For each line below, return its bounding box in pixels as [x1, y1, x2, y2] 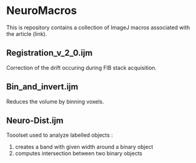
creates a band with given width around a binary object [15, 144, 154, 151]
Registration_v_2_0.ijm [6, 48, 93, 58]
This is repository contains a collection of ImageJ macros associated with [6, 24, 190, 31]
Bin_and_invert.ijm [6, 81, 79, 92]
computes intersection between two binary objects [15, 150, 143, 157]
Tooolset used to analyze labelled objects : [6, 131, 113, 139]
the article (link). [6, 30, 47, 37]
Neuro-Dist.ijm [6, 115, 64, 125]
